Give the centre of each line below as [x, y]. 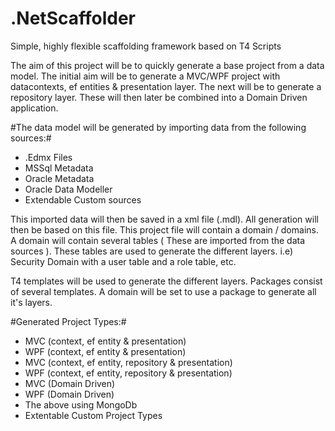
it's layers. [31, 302]
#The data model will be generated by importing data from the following [158, 127]
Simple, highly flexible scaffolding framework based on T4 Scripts [146, 46]
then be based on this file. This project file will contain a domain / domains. [164, 229]
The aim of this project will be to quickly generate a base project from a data [167, 65]
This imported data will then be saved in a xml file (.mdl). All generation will [164, 219]
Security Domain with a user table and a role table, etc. [123, 261]
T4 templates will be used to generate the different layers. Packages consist [166, 281]
